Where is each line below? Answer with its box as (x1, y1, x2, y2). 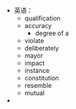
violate (24, 37, 44, 44)
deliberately (24, 44, 59, 52)
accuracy (24, 22, 52, 30)
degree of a (34, 29, 69, 37)
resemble (24, 82, 52, 89)
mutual (24, 89, 45, 97)
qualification (24, 14, 61, 23)
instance (24, 66, 50, 75)
